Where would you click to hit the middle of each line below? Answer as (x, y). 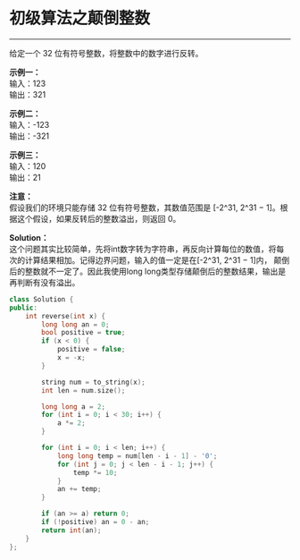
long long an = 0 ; (75, 324)
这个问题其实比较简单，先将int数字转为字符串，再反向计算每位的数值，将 (143, 249)
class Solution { (42, 299)
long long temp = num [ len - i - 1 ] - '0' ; (137, 456)
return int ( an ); (71, 530)
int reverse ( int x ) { (65, 316)
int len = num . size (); (83, 390)
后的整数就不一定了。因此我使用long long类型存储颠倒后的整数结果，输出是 (148, 271)
